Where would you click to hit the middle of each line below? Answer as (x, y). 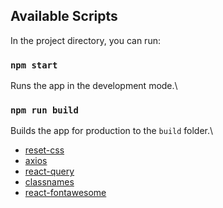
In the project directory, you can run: (85, 40)
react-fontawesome (65, 193)
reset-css (44, 150)
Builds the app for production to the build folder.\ (112, 131)
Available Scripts (64, 16)
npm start (34, 65)
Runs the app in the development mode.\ (94, 86)
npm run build (44, 110)
